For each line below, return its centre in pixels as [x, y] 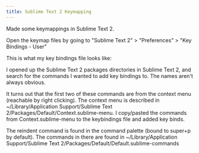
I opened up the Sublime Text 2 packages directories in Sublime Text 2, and [99, 70]
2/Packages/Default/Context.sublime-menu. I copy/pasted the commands [97, 113]
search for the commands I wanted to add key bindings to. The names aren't [99, 76]
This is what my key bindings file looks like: [59, 58]
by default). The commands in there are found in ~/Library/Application [92, 137]
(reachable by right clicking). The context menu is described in [83, 100]
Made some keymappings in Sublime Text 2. [60, 29]
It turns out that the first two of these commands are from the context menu [99, 93]
